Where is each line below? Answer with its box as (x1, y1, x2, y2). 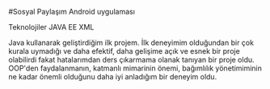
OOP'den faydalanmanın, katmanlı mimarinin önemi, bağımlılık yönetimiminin (8, 63, 263, 73)
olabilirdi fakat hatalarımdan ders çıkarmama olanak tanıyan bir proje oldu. (8, 55, 255, 64)
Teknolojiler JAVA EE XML (8, 22, 95, 31)
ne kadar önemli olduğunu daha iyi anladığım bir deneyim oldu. (8, 72, 217, 81)
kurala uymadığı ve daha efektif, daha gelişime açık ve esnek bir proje (8, 47, 240, 55)
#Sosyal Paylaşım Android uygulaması (8, 7, 136, 16)
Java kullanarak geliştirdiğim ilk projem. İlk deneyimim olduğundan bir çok (8, 38, 255, 47)
